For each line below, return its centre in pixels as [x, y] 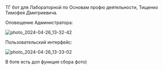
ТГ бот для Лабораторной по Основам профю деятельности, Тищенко [82, 7]
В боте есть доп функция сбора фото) [46, 62]
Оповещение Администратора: [39, 23]
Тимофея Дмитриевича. [31, 13]
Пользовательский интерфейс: [39, 42]
